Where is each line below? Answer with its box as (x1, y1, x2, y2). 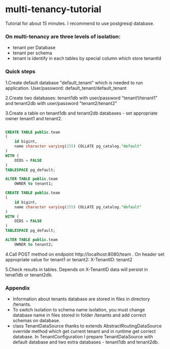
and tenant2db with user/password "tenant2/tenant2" (5, 100, 118, 106)
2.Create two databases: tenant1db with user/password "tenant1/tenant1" (5, 95, 158, 101)
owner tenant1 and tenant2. (5, 115, 62, 121)
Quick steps (5, 68, 36, 75)
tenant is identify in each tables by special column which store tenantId (12, 55, 161, 61)
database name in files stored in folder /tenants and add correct (12, 312, 146, 318)
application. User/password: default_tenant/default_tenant (5, 85, 127, 91)
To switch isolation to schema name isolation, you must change (12, 307, 145, 313)
